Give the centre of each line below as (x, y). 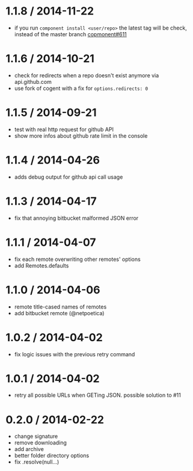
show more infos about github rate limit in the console (81, 136)
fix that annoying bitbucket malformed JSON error (76, 218)
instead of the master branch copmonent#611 (70, 34)
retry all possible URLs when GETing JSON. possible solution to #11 (97, 395)
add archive (29, 449)
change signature (36, 437)
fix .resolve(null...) (37, 462)
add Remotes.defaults (41, 265)
